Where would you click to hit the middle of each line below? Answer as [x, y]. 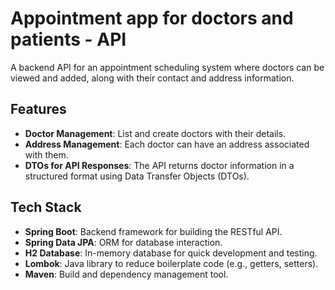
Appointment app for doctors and [152, 18]
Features [38, 109]
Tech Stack [46, 207]
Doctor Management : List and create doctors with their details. [155, 133]
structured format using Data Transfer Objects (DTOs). [137, 176]
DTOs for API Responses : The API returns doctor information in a [159, 165]
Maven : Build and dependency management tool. [126, 274]
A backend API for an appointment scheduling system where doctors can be [167, 67]
